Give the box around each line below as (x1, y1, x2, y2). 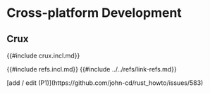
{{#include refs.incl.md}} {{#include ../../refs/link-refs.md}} (6, 65, 177, 73)
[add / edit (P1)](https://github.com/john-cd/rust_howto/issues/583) (6, 79, 204, 87)
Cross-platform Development (6, 5, 183, 21)
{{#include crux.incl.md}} (6, 51, 80, 60)
